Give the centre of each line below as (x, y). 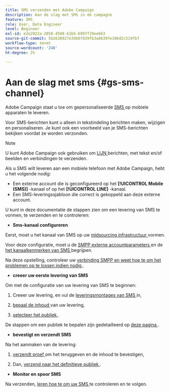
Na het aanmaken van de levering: (41, 345)
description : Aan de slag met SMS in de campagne (59, 15)
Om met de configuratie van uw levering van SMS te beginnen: (71, 285)
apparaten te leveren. (28, 113)
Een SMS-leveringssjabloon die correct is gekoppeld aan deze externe (86, 195)
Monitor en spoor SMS (37, 374)
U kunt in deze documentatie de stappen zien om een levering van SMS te (83, 210)
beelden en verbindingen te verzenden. (46, 159)
